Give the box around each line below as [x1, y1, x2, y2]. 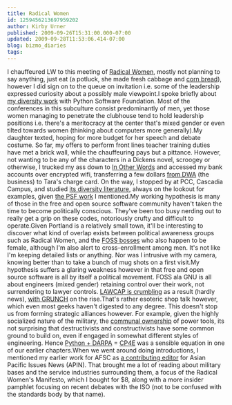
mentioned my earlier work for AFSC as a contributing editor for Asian [7, 353, 206, 362]
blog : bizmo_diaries [7, 42, 67, 49]
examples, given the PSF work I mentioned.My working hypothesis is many [7, 192, 220, 200]
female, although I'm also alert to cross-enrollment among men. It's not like [7, 243, 221, 252]
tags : [7, 49, 23, 56]
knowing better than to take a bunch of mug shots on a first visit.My [7, 258, 200, 266]
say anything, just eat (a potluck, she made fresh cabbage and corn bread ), [7, 75, 222, 83]
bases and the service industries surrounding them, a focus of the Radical [7, 368, 217, 376]
